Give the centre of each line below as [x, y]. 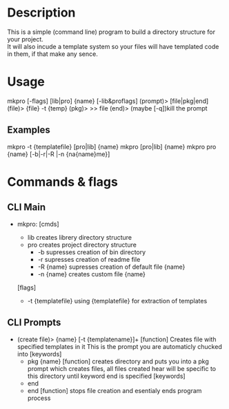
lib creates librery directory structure [80, 237]
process [39, 398]
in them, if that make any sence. [52, 54]
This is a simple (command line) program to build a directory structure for [111, 32]
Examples [29, 130]
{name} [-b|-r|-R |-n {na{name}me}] [59, 154]
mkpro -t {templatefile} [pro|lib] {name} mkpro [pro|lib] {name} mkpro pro [112, 146]
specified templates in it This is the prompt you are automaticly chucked [119, 346]
